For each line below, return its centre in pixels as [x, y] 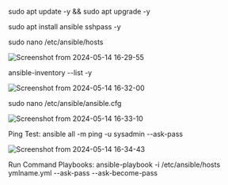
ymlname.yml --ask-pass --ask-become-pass [83, 173]
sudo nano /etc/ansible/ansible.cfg [65, 103]
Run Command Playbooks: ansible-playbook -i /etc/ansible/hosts [114, 164]
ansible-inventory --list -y [50, 73]
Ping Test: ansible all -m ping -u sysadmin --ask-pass [96, 134]
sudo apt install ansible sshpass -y [65, 26]
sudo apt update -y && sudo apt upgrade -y [79, 11]
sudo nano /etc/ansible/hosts [56, 42]
